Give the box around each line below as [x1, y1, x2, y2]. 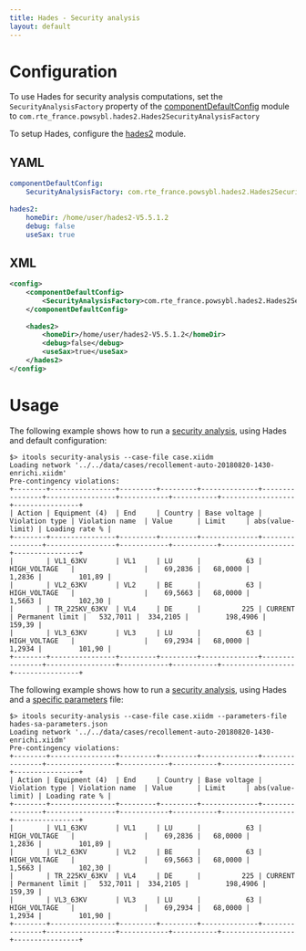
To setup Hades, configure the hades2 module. [9, 129, 187, 140]
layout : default [9, 22, 71, 31]
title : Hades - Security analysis [9, 13, 141, 23]
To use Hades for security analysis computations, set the [9, 91, 223, 102]
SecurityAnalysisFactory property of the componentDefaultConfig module [9, 101, 290, 112]
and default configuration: [9, 434, 107, 445]
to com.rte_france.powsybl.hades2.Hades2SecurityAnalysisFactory [9, 110, 260, 121]
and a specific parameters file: [9, 694, 124, 705]
